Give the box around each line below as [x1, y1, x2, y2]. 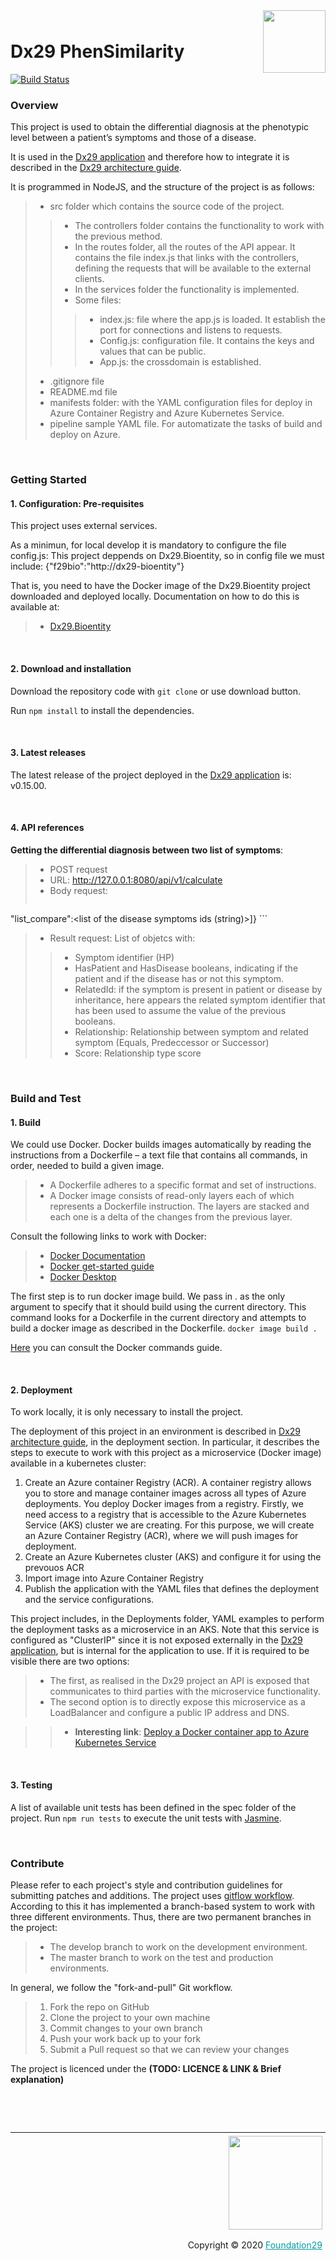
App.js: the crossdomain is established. [99, 356, 262, 368]
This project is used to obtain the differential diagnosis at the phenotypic [10, 121, 310, 133]
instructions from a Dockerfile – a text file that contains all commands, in [10, 1149, 308, 1161]
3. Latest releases [10, 747, 87, 759]
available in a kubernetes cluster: [10, 1457, 147, 1469]
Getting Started [10, 473, 87, 487]
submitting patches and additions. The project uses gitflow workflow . [10, 1889, 295, 1901]
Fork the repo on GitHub [49, 2000, 150, 2013]
